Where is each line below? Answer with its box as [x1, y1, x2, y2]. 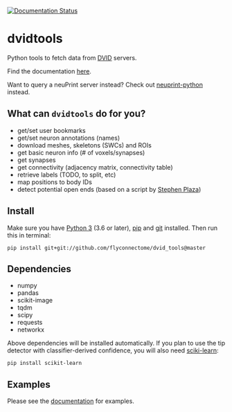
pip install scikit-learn [7, 360, 82, 367]
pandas [17, 289, 39, 297]
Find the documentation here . [7, 66, 92, 75]
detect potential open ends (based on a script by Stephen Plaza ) [17, 185, 202, 193]
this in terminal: [7, 231, 51, 239]
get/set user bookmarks [17, 126, 87, 134]
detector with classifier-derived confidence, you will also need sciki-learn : [7, 346, 220, 355]
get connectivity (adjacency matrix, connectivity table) [17, 163, 173, 171]
